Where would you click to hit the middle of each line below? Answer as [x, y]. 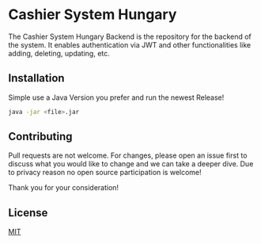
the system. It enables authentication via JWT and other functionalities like [130, 44]
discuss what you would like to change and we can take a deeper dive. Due [131, 164]
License [28, 213]
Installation [36, 78]
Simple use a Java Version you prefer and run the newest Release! [116, 97]
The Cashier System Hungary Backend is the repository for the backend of [130, 36]
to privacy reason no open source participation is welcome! [105, 173]
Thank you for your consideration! [64, 188]
